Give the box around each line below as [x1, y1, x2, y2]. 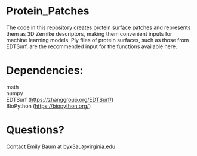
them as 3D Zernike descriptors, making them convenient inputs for [6, 30, 173, 37]
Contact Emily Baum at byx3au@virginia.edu [6, 143, 116, 150]
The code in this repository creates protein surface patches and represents [6, 24, 191, 31]
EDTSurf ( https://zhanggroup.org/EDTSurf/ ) [6, 96, 114, 103]
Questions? [6, 123, 64, 137]
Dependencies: [6, 64, 84, 77]
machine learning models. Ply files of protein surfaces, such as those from [6, 36, 189, 43]
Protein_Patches [6, 4, 90, 18]
